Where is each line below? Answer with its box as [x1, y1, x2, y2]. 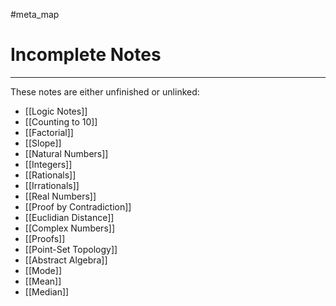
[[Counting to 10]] [24, 115, 98, 128]
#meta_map [10, 9, 60, 20]
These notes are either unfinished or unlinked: [10, 85, 200, 98]
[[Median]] [24, 285, 70, 298]
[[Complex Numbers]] [24, 222, 115, 234]
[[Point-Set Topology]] [24, 243, 118, 255]
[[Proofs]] [24, 232, 66, 244]
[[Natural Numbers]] [24, 147, 109, 159]
